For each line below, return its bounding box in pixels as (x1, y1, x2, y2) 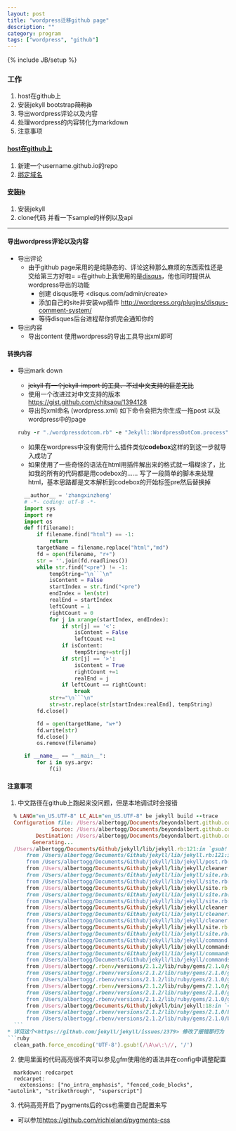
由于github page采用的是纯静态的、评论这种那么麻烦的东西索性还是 (27, 263, 223, 271)
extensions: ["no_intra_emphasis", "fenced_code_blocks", (20, 1081, 193, 1088)
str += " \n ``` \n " (48, 694, 93, 702)
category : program (7, 30, 61, 37)
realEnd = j (74, 675, 110, 682)
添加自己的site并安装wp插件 (38, 298, 119, 306)
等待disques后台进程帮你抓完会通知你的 (38, 314, 155, 323)
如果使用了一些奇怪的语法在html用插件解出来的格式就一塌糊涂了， (27, 460, 220, 469)
